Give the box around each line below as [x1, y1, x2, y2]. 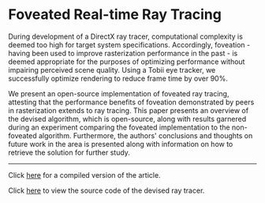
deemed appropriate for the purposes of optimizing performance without [8, 57, 245, 66]
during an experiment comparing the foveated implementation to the [8, 122, 230, 132]
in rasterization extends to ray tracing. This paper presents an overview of [8, 105, 249, 115]
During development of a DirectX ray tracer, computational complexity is [8, 32, 243, 41]
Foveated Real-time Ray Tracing [8, 6, 222, 24]
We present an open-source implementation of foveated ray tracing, [8, 88, 230, 98]
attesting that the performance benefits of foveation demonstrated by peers [8, 97, 255, 107]
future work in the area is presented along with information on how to [8, 139, 233, 148]
